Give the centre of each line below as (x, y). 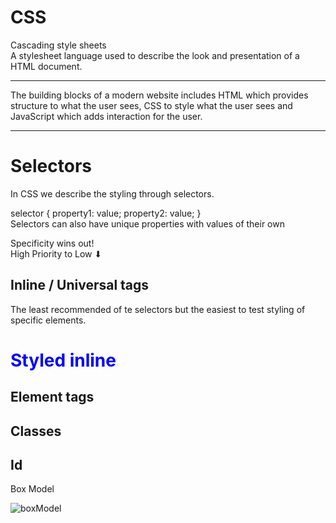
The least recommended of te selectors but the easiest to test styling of (158, 309)
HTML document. (46, 66)
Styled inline (63, 360)
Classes (36, 431)
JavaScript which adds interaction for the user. (106, 116)
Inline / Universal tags (80, 285)
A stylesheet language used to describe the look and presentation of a (155, 55)
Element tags (52, 397)
